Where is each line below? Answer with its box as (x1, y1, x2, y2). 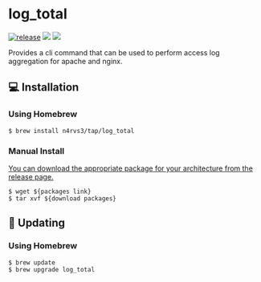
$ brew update (8, 258, 56, 267)
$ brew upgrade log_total (8, 265, 95, 273)
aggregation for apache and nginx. (8, 56, 123, 66)
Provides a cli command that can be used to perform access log (8, 47, 220, 57)
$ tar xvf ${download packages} (8, 194, 116, 203)
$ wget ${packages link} (8, 187, 92, 195)
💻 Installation (8, 81, 80, 95)
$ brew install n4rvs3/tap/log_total (8, 127, 135, 135)
